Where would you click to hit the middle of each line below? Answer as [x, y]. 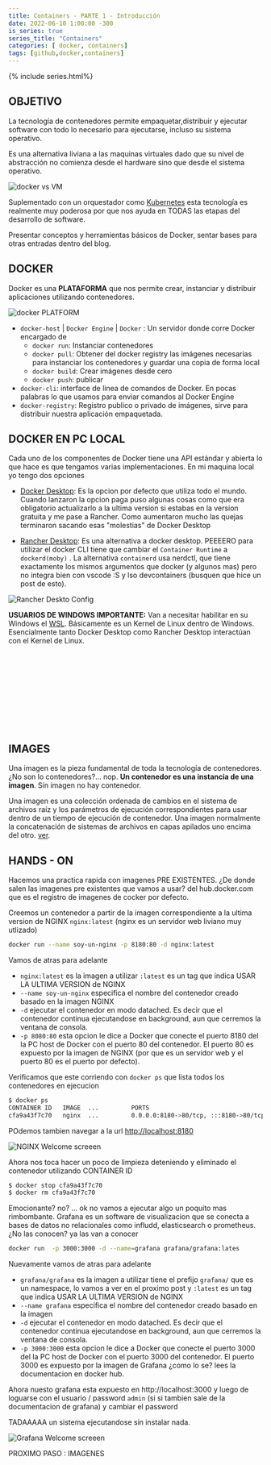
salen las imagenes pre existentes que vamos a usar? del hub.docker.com [131, 889]
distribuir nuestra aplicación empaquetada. [91, 414]
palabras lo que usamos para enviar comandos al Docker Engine [127, 397]
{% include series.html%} [51, 76]
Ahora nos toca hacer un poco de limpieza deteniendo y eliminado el [122, 1162]
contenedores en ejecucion [54, 1085]
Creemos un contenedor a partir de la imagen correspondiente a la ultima [130, 913]
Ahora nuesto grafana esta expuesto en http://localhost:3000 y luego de [129, 1390]
